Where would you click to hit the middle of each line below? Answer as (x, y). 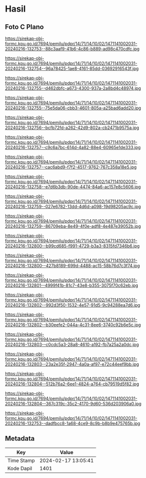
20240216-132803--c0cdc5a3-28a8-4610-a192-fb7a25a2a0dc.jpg (72, 345)
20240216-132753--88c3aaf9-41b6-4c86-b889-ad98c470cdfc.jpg (72, 49)
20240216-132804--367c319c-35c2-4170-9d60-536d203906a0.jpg (73, 404)
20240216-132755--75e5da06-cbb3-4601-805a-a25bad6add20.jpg (73, 108)
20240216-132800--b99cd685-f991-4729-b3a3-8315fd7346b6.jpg (73, 246)
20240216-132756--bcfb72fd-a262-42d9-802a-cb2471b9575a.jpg (72, 128)
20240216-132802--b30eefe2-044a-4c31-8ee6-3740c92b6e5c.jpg (73, 325)
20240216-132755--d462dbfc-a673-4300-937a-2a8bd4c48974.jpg (73, 88)
